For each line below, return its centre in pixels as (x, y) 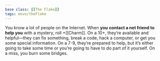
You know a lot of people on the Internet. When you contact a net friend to (80, 27)
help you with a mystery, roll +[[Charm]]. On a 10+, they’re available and (77, 33)
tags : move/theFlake (26, 14)
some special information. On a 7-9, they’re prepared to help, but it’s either (79, 43)
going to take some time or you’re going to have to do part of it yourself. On (80, 48)
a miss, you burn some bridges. (36, 53)
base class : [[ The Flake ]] (32, 9)
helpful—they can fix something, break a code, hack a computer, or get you (80, 38)
